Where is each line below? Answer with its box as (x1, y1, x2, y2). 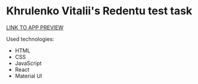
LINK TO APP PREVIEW (6, 24, 64, 31)
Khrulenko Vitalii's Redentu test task (6, 4, 193, 18)
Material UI (14, 72, 43, 79)
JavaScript (14, 60, 42, 67)
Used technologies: (6, 35, 55, 42)
